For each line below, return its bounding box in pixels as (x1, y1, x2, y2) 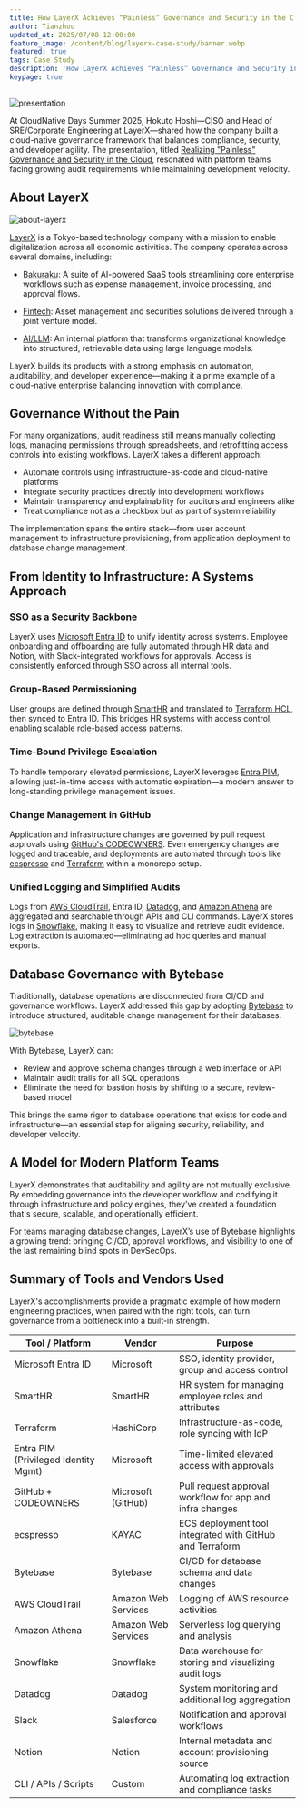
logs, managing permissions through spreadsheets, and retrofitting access (9, 439, 289, 450)
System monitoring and (178, 1682, 279, 1694)
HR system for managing (178, 1378, 284, 1390)
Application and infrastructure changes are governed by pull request (9, 829, 266, 840)
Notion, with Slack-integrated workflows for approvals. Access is (9, 651, 252, 662)
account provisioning (178, 1745, 270, 1758)
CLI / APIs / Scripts (14, 1777, 94, 1790)
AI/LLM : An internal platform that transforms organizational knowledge (22, 333, 286, 344)
